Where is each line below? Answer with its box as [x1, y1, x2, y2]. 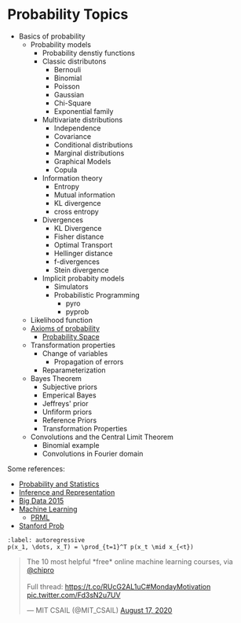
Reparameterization [42, 365, 107, 375]
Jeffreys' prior [42, 398, 89, 408]
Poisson [53, 81, 80, 91]
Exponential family [53, 106, 114, 115]
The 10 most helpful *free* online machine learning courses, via [26, 556, 233, 566]
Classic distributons [42, 57, 107, 66]
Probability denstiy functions [42, 48, 135, 57]
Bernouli [53, 64, 82, 74]
